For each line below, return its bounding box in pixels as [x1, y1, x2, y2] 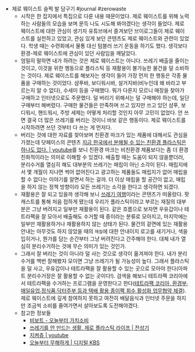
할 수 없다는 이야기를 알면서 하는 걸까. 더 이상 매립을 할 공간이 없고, [20, 176, 175, 183]
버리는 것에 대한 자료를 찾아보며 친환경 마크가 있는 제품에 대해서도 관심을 [20, 131, 188, 138]
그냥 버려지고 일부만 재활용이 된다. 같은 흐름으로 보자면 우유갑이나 [31, 205, 183, 213]
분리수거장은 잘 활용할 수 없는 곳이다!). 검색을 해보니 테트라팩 [27, 272, 167, 279]
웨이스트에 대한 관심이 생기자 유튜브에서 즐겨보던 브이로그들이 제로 [20, 27, 174, 34]
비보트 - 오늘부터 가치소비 [29, 317, 89, 324]
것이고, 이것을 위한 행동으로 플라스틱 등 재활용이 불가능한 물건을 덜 [20, 65, 174, 71]
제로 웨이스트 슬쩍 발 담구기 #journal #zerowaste [11, 5, 126, 12]
